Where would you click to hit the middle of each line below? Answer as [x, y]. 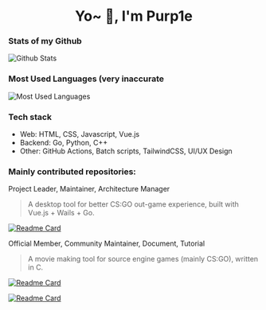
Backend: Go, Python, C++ [64, 143]
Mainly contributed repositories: [72, 172]
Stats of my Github [45, 41]
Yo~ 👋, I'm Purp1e [134, 16]
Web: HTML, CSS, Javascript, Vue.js [80, 134]
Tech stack [30, 117]
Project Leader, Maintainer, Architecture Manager [89, 189]
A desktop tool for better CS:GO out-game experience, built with [133, 204]
